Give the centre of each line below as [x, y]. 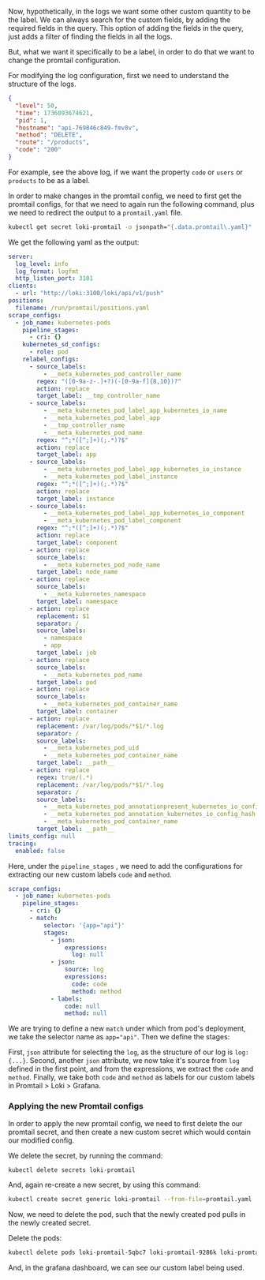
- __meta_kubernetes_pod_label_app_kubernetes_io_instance [142, 470]
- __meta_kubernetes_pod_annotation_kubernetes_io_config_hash [149, 814]
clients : [22, 286]
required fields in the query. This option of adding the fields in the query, [126, 28]
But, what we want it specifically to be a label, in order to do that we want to [131, 52]
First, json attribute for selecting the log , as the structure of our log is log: [129, 1052]
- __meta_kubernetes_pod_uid [91, 748]
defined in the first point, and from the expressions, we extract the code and [131, 1069]
